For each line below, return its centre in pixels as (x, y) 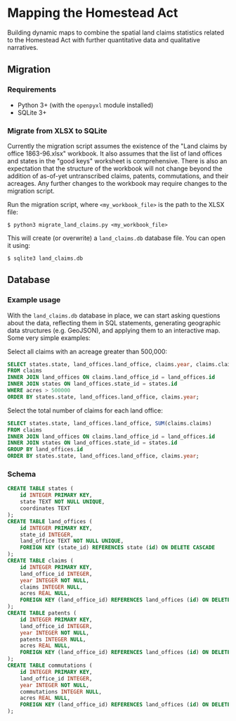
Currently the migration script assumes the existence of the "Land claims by (117, 146)
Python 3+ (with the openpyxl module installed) (85, 105)
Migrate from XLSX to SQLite (57, 130)
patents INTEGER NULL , (53, 639)
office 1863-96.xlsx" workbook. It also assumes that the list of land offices (115, 153)
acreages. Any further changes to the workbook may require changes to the (117, 183)
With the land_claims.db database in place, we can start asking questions (114, 315)
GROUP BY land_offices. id (45, 450)
